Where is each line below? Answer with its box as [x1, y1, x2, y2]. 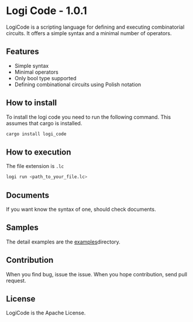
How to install [6, 98, 57, 108]
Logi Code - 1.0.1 [6, 4, 88, 18]
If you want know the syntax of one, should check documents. [6, 205, 156, 213]
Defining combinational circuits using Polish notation [14, 81, 142, 88]
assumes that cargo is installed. [6, 119, 82, 126]
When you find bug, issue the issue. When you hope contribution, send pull [6, 270, 187, 278]
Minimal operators [14, 68, 58, 76]
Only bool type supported [14, 74, 77, 81]
